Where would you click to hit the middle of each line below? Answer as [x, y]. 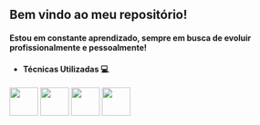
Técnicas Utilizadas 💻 [66, 69]
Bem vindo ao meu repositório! [99, 15]
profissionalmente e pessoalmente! [78, 47]
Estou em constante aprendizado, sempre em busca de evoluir [130, 38]
